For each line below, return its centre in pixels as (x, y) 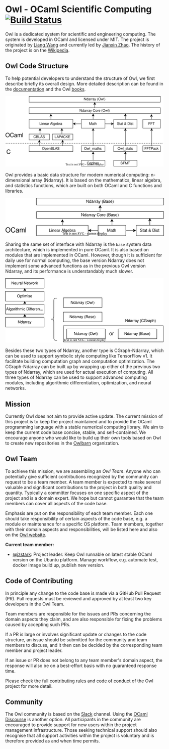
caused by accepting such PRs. (38, 624)
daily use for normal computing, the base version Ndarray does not (75, 260)
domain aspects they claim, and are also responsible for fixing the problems (84, 619)
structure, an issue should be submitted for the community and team (76, 640)
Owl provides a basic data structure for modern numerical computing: (77, 175)
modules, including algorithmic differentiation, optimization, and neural (78, 383)
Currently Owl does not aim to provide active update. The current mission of (84, 416)
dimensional (18, 180)
